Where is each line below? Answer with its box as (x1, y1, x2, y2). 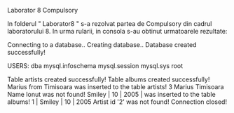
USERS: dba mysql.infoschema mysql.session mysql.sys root (7, 62, 184, 69)
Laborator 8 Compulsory (7, 6, 78, 14)
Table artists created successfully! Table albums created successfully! (7, 75, 210, 84)
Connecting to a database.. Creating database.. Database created (7, 41, 197, 48)
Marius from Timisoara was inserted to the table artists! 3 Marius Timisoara (7, 83, 224, 91)
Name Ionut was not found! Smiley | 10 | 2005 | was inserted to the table (7, 91, 216, 98)
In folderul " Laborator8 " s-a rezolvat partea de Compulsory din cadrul (7, 20, 212, 27)
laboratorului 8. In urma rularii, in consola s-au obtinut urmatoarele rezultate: (7, 27, 228, 35)
